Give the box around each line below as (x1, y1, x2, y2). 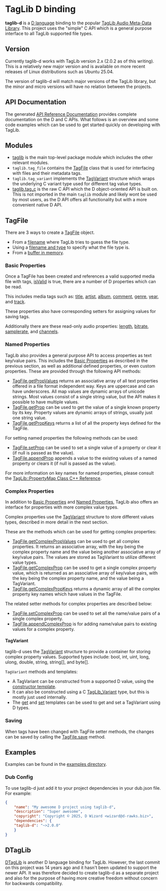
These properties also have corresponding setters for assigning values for (5, 308, 156, 314)
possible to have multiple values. (12, 399, 79, 405)
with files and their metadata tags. (12, 170, 82, 176)
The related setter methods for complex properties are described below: (5, 601, 152, 607)
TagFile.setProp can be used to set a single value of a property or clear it (12, 445, 161, 450)
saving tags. (5, 314, 30, 320)
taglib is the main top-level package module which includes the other (12, 154, 153, 160)
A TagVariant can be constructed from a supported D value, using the (12, 678, 154, 684)
